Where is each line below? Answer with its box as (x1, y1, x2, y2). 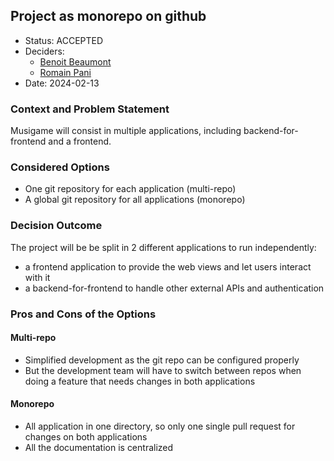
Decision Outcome (10, 219, 103, 233)
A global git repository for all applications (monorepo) (24, 194, 246, 206)
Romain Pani (39, 66, 92, 78)
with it (24, 271, 51, 283)
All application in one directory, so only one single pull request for (24, 420, 296, 433)
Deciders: (24, 45, 65, 57)
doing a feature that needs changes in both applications (24, 375, 256, 387)
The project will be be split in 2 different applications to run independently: (10, 241, 317, 253)
